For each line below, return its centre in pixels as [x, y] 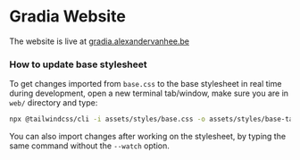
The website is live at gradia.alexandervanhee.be [100, 41]
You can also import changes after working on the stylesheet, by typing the [148, 137]
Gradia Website [68, 17]
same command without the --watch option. [89, 146]
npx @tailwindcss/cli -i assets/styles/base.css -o [107, 119]
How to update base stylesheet [78, 64]
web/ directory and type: [54, 103]
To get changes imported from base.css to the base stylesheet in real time [146, 84]
